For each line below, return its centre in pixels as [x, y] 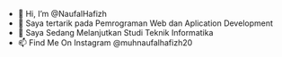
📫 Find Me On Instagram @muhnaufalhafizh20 [105, 43]
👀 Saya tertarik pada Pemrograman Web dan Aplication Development [145, 23]
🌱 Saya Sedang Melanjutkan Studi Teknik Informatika [115, 33]
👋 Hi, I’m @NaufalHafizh [62, 14]
